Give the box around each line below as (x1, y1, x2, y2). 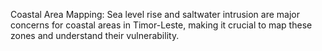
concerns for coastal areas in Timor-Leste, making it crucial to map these (10, 19, 313, 31)
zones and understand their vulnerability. (10, 30, 180, 41)
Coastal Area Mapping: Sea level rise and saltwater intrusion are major (10, 9, 301, 20)
